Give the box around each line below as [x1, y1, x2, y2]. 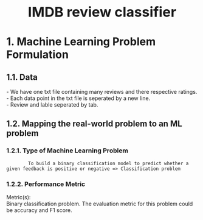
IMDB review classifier [27, 3, 177, 21]
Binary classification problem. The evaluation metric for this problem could [6, 200, 193, 207]
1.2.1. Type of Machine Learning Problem [6, 146, 129, 155]
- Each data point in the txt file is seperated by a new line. [6, 94, 151, 102]
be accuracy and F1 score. [6, 206, 73, 214]
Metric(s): [6, 193, 31, 200]
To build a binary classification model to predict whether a [28, 160, 189, 166]
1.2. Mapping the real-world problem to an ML [6, 119, 182, 129]
